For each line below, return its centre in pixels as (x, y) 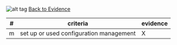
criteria (78, 23)
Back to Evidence (50, 9)
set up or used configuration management (78, 33)
